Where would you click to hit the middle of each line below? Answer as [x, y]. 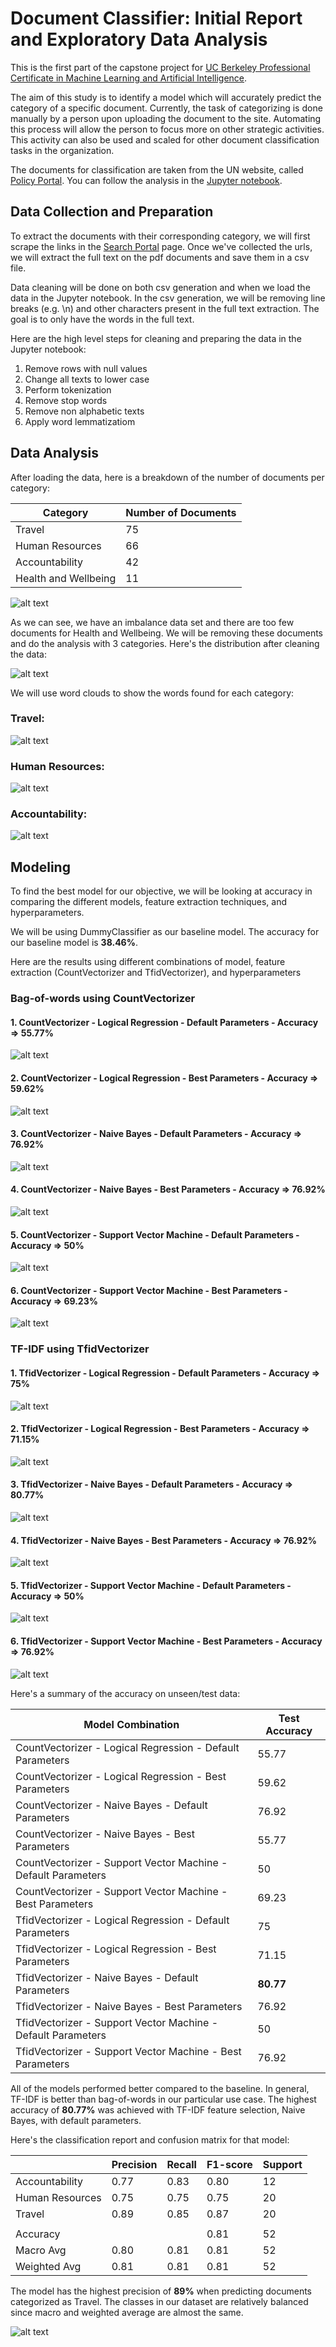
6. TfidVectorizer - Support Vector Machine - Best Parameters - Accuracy [166, 1641]
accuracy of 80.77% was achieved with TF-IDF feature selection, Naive [158, 2109]
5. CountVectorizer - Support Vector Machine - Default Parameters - [155, 1234]
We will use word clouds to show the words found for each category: [152, 693]
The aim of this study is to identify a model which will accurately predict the [166, 97]
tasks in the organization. [62, 150]
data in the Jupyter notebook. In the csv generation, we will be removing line [168, 298]
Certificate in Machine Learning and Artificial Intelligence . [129, 78]
